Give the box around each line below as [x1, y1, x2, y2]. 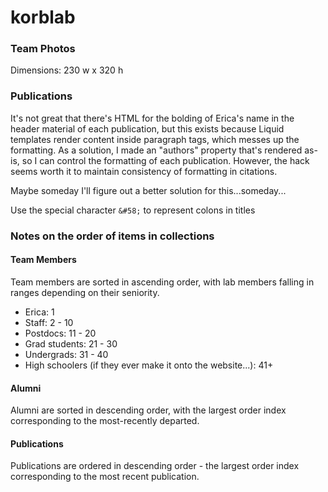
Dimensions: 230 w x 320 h [10, 64, 124, 76]
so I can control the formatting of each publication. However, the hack [21, 154, 310, 166]
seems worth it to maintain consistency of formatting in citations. [10, 165, 278, 177]
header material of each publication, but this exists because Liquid [10, 122, 285, 135]
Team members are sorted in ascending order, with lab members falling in [10, 276, 315, 288]
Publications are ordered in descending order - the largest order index [10, 460, 300, 472]
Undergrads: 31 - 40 [24, 348, 109, 360]
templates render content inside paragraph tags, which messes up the [10, 133, 300, 145]
